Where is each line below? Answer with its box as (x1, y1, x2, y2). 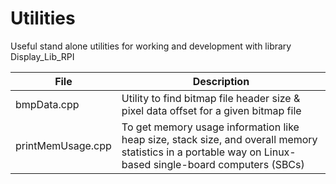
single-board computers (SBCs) (153, 157, 305, 171)
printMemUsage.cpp (15, 138, 112, 152)
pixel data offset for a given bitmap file (121, 103, 302, 117)
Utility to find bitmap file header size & (121, 91, 301, 105)
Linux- (263, 145, 297, 159)
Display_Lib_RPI (10, 50, 75, 62)
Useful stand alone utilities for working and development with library (10, 40, 292, 52)
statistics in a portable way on (121, 145, 262, 159)
